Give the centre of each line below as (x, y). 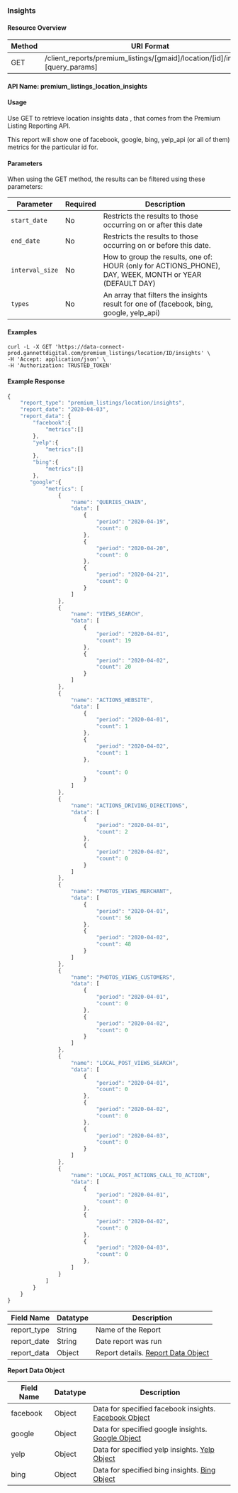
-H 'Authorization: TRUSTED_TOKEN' (60, 366)
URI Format (150, 46)
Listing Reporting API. (39, 126)
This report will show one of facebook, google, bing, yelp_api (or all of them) (119, 139)
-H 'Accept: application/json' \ (57, 360)
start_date (29, 221)
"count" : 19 (114, 640)
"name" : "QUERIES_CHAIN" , (109, 502)
